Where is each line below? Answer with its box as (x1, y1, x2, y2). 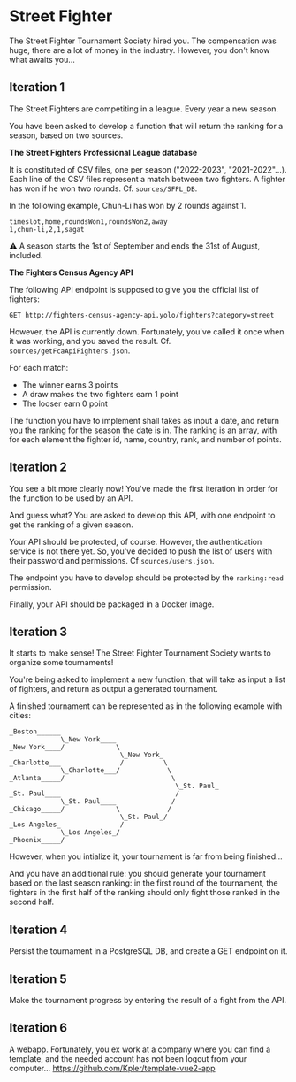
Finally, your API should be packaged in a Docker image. (9, 599, 215, 610)
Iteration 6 (9, 1020, 68, 1036)
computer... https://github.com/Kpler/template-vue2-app (9, 1063, 216, 1073)
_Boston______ (9, 727, 62, 736)
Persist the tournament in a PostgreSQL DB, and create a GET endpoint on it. (9, 946, 288, 956)
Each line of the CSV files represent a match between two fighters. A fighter (9, 173, 285, 184)
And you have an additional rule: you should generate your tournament (9, 869, 267, 879)
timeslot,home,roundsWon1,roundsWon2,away (9, 217, 168, 226)
